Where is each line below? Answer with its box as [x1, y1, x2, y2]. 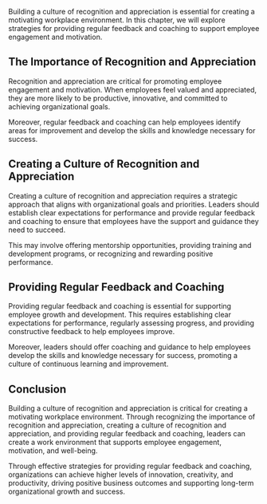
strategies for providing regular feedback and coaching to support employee [8, 24, 260, 33]
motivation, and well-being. [8, 446, 98, 455]
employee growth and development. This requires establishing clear [8, 310, 231, 320]
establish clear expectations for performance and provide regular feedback [8, 207, 255, 218]
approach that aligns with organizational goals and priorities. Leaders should [8, 199, 260, 209]
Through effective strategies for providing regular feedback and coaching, [8, 462, 253, 471]
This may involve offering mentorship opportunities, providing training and [8, 240, 252, 250]
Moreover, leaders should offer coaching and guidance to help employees [8, 342, 251, 352]
